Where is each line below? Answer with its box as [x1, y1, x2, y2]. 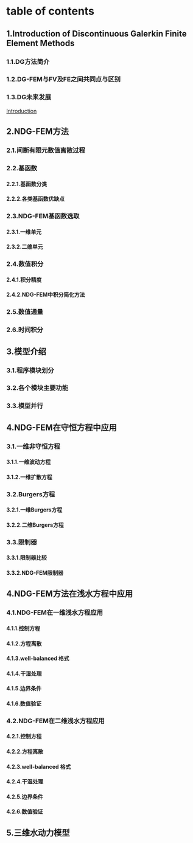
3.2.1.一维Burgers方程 [6, 506, 63, 513]
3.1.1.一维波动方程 [6, 458, 51, 466]
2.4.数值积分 [6, 260, 44, 268]
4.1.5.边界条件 [6, 685, 42, 692]
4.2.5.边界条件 [6, 793, 44, 800]
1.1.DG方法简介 [6, 57, 50, 66]
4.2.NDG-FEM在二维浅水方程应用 [6, 716, 105, 725]
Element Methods [6, 38, 75, 48]
